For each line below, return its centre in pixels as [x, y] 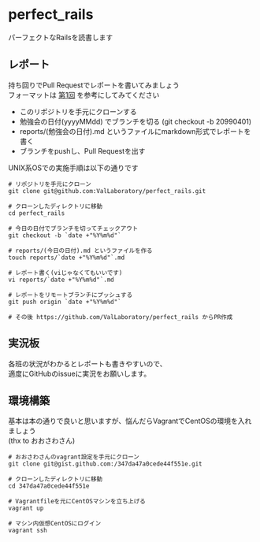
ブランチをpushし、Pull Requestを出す [82, 150]
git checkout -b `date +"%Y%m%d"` [65, 235]
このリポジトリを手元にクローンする [78, 111]
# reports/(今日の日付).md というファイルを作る [80, 251]
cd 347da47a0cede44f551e [49, 486]
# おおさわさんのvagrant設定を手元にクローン [74, 457]
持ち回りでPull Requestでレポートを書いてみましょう [94, 85]
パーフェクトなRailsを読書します [61, 37]
